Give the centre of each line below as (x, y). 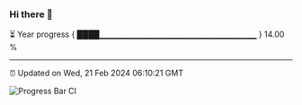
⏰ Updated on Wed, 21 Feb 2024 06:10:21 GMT (97, 73)
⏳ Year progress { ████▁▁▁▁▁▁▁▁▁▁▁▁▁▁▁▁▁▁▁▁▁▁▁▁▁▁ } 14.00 (147, 34)
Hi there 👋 (31, 14)
